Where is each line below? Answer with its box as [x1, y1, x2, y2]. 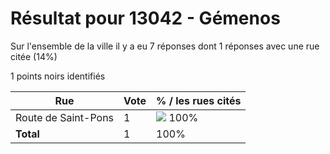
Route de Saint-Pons [15, 110, 115, 124]
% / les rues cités [156, 93, 242, 107]
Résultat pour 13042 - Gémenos [10, 7, 281, 30]
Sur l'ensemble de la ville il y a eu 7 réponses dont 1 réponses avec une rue [10, 40, 320, 52]
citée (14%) [10, 50, 58, 62]
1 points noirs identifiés [10, 70, 106, 82]
